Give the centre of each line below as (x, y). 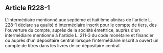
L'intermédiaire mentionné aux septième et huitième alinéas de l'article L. (79, 19)
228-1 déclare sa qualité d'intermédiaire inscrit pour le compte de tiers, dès (81, 25)
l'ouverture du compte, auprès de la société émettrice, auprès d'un (73, 30)
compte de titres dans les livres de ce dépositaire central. (63, 45)
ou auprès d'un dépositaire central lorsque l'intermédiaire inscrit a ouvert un (82, 40)
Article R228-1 (28, 8)
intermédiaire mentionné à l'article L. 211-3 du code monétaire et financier (80, 35)
